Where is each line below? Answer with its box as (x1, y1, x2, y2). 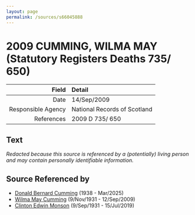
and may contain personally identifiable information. (6, 157, 134, 164)
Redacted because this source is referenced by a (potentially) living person (6, 151, 190, 158)
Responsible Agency (9, 105, 66, 114)
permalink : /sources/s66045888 (6, 14, 83, 20)
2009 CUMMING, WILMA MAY (6, 39, 158, 53)
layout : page (6, 8, 38, 15)
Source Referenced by (6, 174, 90, 184)
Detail (71, 86, 88, 94)
